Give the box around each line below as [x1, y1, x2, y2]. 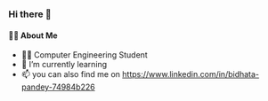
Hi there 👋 [8, 8, 53, 20]
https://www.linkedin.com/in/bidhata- [122, 69, 260, 80]
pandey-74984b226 [20, 82, 95, 92]
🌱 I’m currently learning [20, 59, 108, 70]
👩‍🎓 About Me [8, 30, 59, 41]
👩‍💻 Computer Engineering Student [20, 50, 148, 60]
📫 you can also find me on [20, 69, 121, 80]
